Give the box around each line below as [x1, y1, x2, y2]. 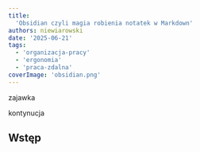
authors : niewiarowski [8, 26, 83, 34]
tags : [8, 41, 26, 49]
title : [8, 11, 30, 20]
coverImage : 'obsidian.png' [8, 71, 102, 79]
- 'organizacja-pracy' [15, 49, 90, 57]
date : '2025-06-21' [8, 33, 73, 42]
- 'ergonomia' [15, 57, 62, 64]
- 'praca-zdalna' [15, 64, 73, 72]
